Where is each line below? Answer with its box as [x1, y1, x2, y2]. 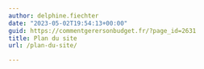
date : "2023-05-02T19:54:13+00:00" [8, 19, 128, 27]
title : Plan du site [8, 34, 78, 43]
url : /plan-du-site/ [8, 42, 78, 50]
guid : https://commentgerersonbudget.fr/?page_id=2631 [8, 26, 197, 34]
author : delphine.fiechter [8, 11, 99, 20]
